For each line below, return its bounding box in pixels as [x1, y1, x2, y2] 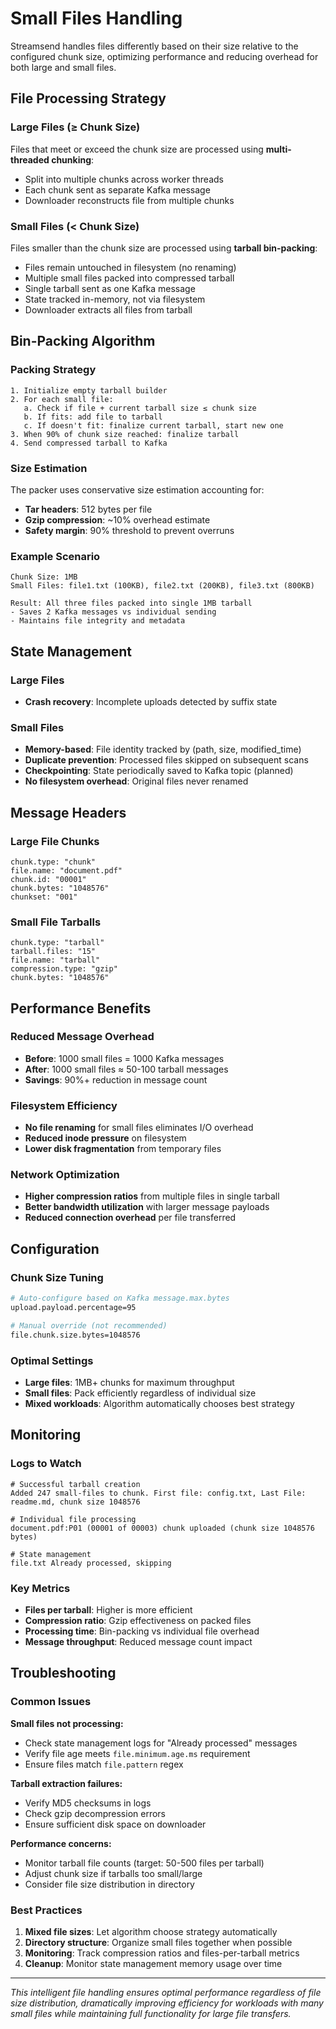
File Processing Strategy [10, 90, 167, 107]
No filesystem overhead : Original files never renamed [24, 775, 249, 787]
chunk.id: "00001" [10, 874, 87, 884]
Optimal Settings [10, 1353, 94, 1367]
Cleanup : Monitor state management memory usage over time [24, 1957, 283, 1969]
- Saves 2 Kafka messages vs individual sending [10, 607, 217, 617]
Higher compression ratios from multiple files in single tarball [24, 1190, 280, 1202]
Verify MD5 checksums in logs [24, 1797, 152, 1809]
